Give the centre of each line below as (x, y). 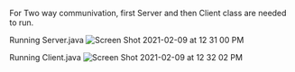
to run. (22, 22)
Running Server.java (46, 40)
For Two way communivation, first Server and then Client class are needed (148, 13)
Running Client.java (45, 57)
